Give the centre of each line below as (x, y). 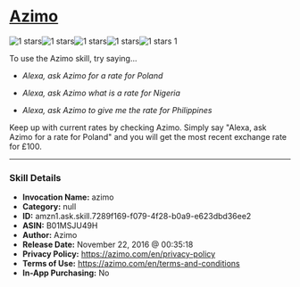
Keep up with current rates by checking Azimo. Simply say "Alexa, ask (138, 127)
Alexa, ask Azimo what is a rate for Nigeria (101, 93)
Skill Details (35, 177)
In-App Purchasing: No (66, 273)
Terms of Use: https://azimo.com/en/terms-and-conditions (131, 264)
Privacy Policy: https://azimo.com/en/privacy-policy (119, 254)
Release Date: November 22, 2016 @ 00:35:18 (108, 245)
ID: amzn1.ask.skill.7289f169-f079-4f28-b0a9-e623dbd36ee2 (137, 217)
